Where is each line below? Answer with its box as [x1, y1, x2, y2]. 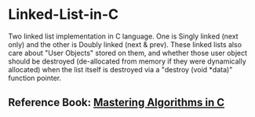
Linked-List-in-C [8, 5, 119, 24]
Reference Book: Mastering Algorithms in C [8, 96, 225, 109]
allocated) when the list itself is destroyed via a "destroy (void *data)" [8, 64, 233, 74]
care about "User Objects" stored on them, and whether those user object [8, 48, 248, 57]
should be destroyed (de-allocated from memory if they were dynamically [8, 57, 247, 66]
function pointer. [8, 73, 61, 82]
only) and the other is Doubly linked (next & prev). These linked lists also [8, 39, 242, 49]
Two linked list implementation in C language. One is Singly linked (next [8, 31, 239, 41]
